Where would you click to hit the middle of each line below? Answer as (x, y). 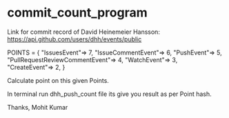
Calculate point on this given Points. (58, 80)
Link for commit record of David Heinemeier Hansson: (84, 32)
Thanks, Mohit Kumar (38, 107)
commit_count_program (78, 13)
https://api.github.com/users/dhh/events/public (74, 39)
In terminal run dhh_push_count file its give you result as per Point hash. (109, 94)
